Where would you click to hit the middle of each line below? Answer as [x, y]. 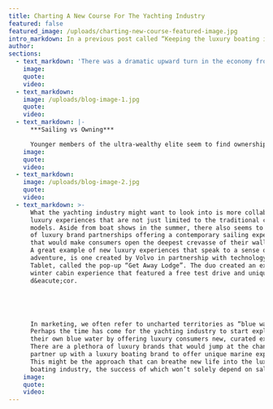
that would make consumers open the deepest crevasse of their [139, 243]
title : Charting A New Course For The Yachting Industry [107, 16]
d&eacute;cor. [54, 281]
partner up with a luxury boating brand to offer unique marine [141, 354]
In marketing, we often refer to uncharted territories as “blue [143, 324]
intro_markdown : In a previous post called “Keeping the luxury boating [134, 39]
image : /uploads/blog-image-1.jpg [81, 99]
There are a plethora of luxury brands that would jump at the [139, 347]
